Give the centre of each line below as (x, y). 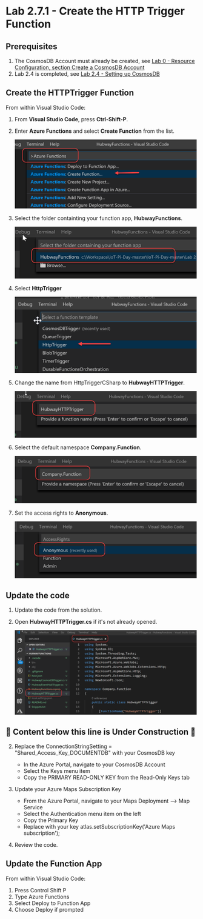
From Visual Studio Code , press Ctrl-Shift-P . (71, 119)
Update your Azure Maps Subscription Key (68, 789)
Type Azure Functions (42, 897)
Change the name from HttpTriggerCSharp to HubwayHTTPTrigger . (100, 383)
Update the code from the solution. (58, 610)
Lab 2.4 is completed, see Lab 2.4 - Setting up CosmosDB (87, 74)
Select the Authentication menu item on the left (82, 814)
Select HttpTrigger (38, 289)
